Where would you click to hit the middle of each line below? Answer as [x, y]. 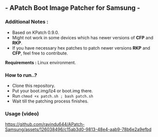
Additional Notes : [27, 22]
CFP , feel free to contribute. [40, 53]
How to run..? [21, 75]
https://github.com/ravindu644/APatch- [45, 124]
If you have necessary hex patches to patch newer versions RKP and [81, 48]
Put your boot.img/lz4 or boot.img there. [53, 91]
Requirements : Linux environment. [41, 62]
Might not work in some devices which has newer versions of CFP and [83, 37]
